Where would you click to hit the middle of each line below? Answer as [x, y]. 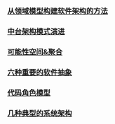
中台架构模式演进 [36, 31]
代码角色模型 [29, 93]
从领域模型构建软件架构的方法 [58, 10]
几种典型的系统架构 [40, 113]
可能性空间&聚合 [35, 52]
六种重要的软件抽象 [40, 72]
